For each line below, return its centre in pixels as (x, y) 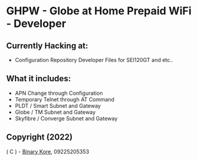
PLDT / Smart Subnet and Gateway (58, 106)
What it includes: (39, 79)
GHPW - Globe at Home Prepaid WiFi (99, 11)
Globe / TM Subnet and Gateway (55, 112)
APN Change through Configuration (59, 93)
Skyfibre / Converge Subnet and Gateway (66, 118)
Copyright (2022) (40, 137)
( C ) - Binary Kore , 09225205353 (48, 151)
